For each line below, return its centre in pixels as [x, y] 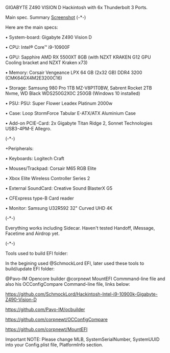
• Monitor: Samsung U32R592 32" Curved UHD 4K [59, 208]
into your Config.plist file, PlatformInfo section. [54, 345]
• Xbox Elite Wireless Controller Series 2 [48, 178]
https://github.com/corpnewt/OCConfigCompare [57, 319]
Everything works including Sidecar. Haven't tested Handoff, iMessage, [80, 228]
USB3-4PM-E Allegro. [28, 129]
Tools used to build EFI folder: [37, 253]
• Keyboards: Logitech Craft [35, 158]
